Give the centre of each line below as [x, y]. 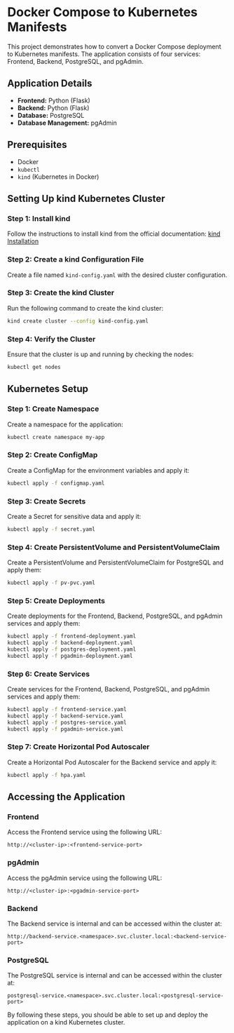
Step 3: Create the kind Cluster [61, 293]
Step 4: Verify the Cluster [51, 339]
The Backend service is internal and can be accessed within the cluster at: [115, 924]
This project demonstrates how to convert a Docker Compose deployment [114, 46]
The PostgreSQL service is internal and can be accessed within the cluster [115, 975]
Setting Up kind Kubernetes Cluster [87, 198]
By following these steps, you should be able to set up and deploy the [108, 1015]
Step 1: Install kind [39, 218]
